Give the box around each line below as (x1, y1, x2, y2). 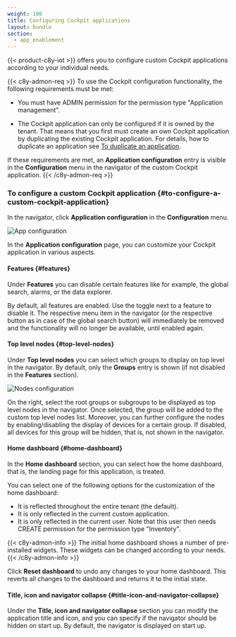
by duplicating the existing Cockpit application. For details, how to (17, 135, 209, 143)
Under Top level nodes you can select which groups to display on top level (7, 355, 225, 364)
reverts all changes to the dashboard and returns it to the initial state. (7, 575, 208, 583)
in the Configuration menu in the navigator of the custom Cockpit (7, 163, 199, 172)
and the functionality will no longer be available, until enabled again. (7, 323, 204, 332)
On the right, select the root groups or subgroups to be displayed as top (7, 398, 216, 406)
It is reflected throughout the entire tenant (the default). (17, 502, 178, 511)
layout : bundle (7, 23, 52, 30)
